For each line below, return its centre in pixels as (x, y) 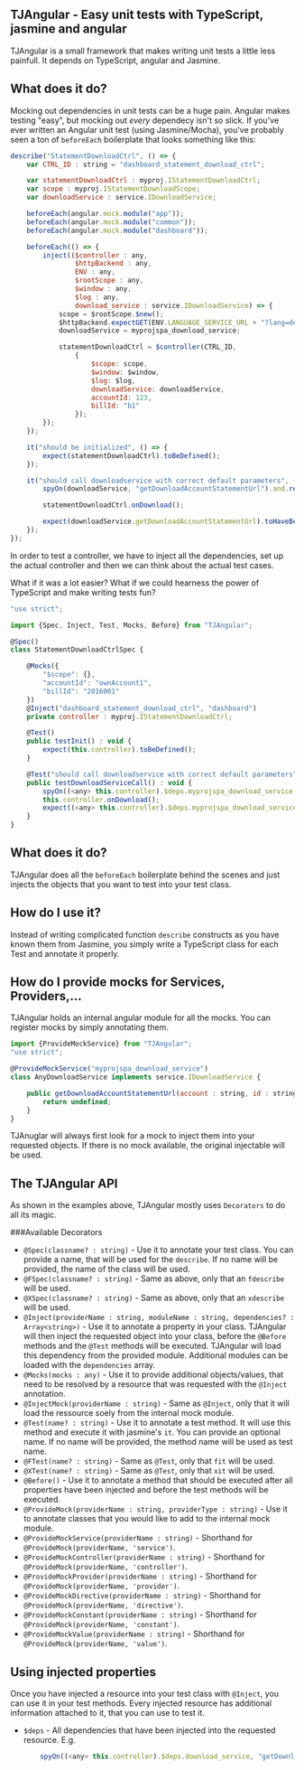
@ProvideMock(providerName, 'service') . (99, 1548)
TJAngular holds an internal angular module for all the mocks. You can (141, 1018)
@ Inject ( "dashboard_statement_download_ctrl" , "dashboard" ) (142, 708)
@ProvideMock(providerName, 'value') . (95, 1644)
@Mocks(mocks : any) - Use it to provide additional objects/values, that (153, 1375)
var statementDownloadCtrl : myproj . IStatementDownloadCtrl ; (143, 181)
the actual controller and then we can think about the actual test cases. (142, 565)
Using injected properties (83, 1672)
